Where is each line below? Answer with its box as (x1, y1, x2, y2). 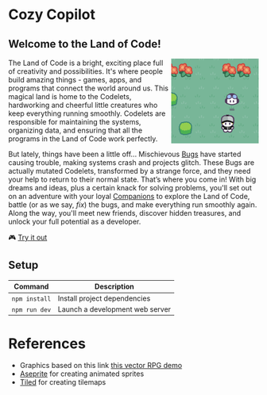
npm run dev (11, 305, 52, 314)
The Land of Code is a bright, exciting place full (8, 58, 164, 67)
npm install (11, 295, 52, 303)
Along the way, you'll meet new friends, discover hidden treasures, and (8, 209, 242, 217)
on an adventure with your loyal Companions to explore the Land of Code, (8, 192, 250, 201)
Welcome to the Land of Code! (8, 37, 161, 51)
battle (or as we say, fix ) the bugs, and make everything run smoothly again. (8, 200, 257, 209)
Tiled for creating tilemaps (19, 378, 106, 387)
